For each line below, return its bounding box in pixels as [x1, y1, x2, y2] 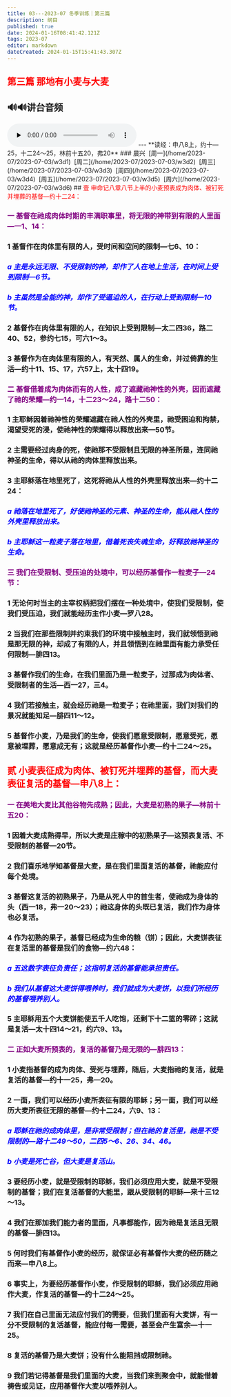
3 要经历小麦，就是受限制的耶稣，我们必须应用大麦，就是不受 [7, 1177, 212, 1187]
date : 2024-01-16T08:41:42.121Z [7, 29, 100, 37]
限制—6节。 [14, 272, 54, 281]
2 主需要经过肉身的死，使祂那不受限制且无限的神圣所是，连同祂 [7, 446, 219, 455]
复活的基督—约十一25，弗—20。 [7, 1076, 117, 1085]
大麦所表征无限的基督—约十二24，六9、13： [14, 1106, 163, 1116]
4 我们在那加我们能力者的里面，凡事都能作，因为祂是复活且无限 [7, 1218, 219, 1227]
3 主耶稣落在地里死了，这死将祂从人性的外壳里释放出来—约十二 [7, 476, 219, 486]
